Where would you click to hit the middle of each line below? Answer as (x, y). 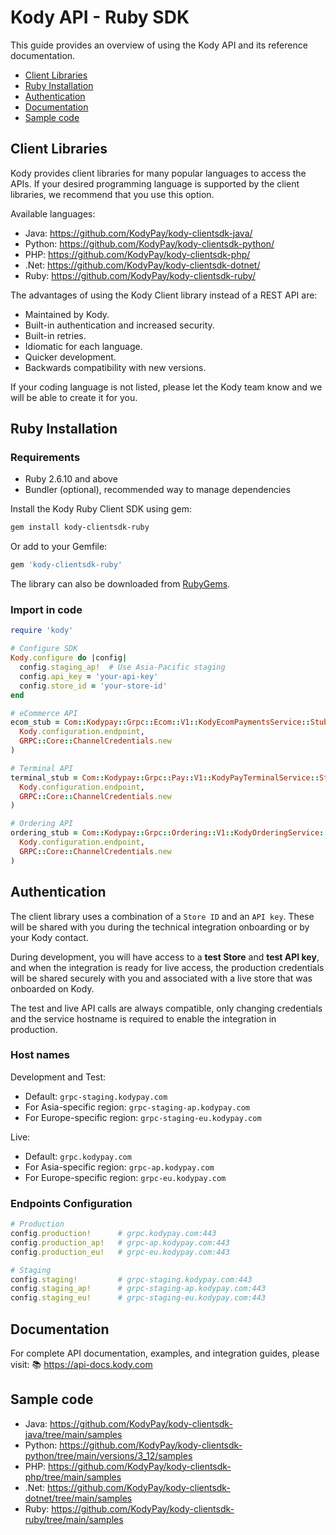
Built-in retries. (55, 335)
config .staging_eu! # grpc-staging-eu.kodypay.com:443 (138, 1298)
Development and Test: (58, 1077)
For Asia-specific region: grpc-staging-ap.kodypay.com (137, 1107)
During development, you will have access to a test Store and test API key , (165, 957)
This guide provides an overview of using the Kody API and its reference (159, 45)
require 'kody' (42, 631)
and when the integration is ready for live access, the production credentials (167, 967)
